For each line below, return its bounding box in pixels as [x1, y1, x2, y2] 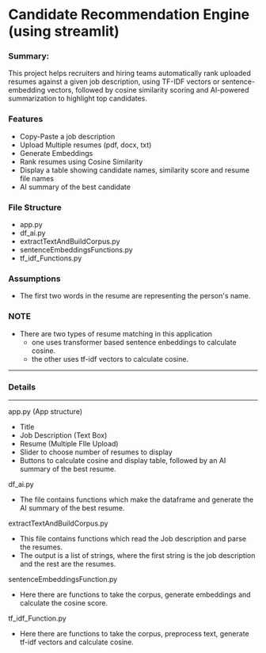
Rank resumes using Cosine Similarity [19, 157, 143, 166]
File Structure [8, 202, 62, 213]
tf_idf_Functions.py [19, 253, 82, 263]
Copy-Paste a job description [19, 131, 116, 141]
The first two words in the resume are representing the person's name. [19, 291, 251, 301]
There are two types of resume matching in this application [19, 328, 212, 338]
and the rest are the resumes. [19, 559, 116, 568]
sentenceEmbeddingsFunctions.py [19, 245, 133, 255]
